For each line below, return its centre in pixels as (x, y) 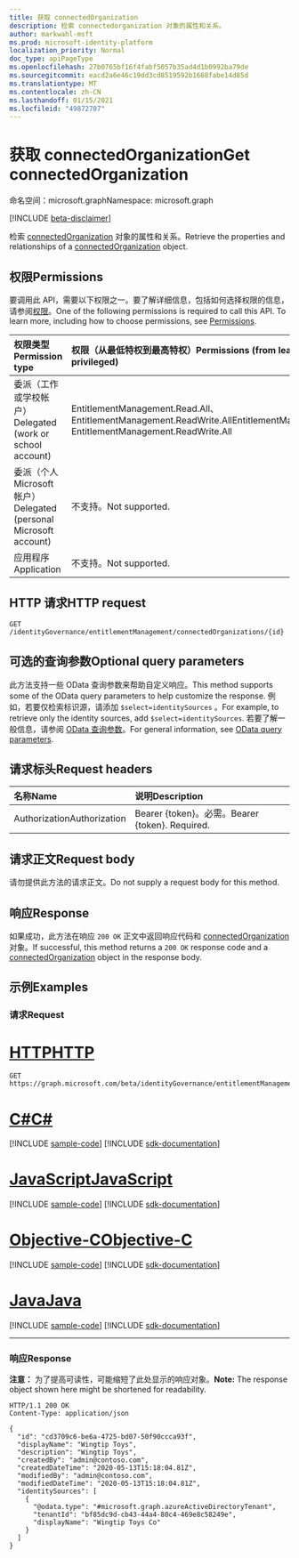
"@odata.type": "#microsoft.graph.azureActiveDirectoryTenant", (154, 1507)
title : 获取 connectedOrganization (74, 17)
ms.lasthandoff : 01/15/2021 (61, 100)
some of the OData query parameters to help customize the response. (137, 696)
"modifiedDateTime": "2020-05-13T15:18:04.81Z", (109, 1484)
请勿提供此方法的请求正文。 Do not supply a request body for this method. (145, 883)
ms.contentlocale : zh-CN (55, 92)
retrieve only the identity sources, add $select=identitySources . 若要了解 (144, 718)
